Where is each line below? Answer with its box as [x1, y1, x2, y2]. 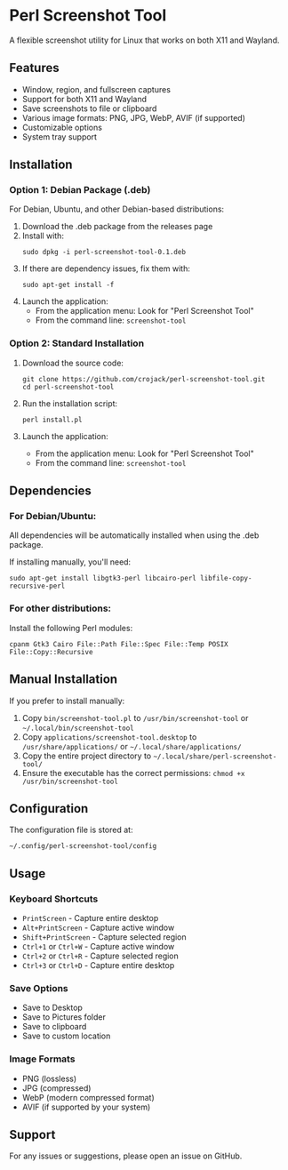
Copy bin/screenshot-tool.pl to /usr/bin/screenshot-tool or [21, 712, 249, 723]
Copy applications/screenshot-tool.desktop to [21, 731, 197, 742]
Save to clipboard [21, 1022, 87, 1032]
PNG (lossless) [21, 1073, 77, 1084]
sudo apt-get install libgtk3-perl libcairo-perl [9, 574, 197, 583]
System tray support [21, 131, 98, 142]
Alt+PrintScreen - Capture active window [21, 922, 175, 934]
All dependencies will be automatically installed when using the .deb [9, 530, 260, 541]
